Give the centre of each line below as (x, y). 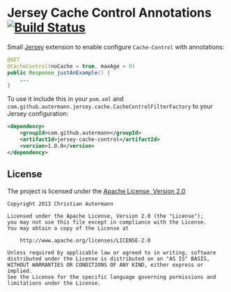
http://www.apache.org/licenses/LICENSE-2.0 (85, 240)
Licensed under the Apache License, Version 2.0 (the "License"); (105, 216)
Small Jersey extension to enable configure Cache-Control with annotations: (116, 47)
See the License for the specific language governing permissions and (112, 277)
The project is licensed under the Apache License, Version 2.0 (96, 191)
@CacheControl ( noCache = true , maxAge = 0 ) (71, 66)
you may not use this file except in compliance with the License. (107, 222)
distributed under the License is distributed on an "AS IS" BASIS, (109, 259)
